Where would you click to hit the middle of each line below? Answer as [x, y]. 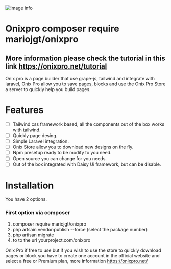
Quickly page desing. [35, 135]
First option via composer [38, 213]
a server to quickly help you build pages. [48, 89]
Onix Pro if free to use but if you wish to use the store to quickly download [83, 250]
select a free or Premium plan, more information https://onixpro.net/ [77, 261]
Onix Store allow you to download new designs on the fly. [73, 147]
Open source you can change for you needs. [60, 159]
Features [25, 110]
